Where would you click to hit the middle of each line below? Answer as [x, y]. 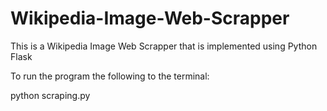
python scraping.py [50, 95]
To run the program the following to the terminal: [110, 76]
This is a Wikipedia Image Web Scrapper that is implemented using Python [164, 46]
